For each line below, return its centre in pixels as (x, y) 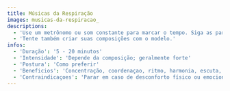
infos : (16, 45)
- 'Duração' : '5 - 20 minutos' (58, 52)
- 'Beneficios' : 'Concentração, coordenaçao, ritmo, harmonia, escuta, (118, 70)
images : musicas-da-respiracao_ (53, 20)
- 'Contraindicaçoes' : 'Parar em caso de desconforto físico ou (107, 77)
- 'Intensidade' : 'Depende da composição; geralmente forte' (102, 58)
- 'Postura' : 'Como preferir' (56, 64)
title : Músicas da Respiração (50, 13)
